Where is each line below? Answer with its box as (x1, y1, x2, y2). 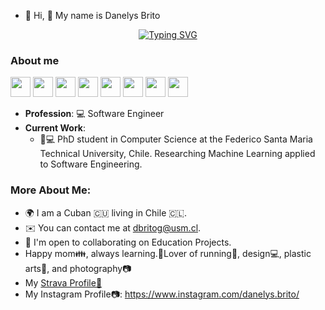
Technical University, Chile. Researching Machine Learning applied (39, 148, 316, 160)
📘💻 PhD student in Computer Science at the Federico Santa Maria (39, 133, 313, 145)
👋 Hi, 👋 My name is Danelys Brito (24, 10, 161, 21)
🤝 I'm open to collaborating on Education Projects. (24, 236, 232, 248)
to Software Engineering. (39, 158, 143, 170)
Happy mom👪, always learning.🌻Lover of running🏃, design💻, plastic (24, 247, 312, 259)
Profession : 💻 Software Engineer (24, 108, 165, 120)
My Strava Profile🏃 (24, 276, 103, 289)
